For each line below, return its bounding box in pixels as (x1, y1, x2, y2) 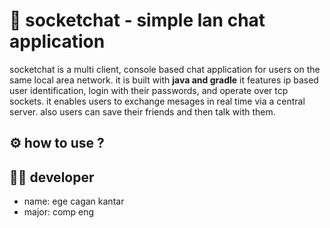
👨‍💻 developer (9, 169, 95, 186)
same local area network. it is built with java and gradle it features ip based (9, 74, 319, 86)
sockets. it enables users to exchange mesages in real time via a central (9, 95, 306, 107)
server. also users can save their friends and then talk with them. (9, 105, 276, 118)
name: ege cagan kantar (23, 195, 125, 208)
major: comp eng (23, 206, 95, 218)
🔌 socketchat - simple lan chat (9, 9, 266, 32)
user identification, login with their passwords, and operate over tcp (9, 84, 289, 96)
